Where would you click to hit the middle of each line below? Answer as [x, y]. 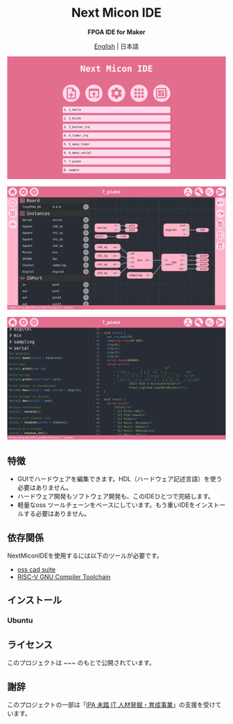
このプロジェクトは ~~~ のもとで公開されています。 [81, 663]
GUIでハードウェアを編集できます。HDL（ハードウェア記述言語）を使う [120, 479]
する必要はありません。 [57, 514]
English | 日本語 [116, 46]
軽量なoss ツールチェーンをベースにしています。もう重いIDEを [106, 505]
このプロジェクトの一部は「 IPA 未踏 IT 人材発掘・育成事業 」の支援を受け [111, 705]
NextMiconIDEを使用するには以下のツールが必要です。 [85, 555]
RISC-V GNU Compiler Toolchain [64, 577]
